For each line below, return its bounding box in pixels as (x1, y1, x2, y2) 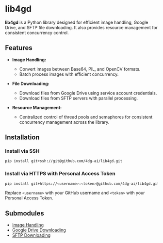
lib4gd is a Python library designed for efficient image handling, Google (5, 19, 148, 25)
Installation (5, 133, 40, 142)
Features (5, 44, 33, 52)
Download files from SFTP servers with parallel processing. (19, 95, 138, 101)
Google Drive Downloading (12, 227, 66, 233)
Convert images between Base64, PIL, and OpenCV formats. (19, 66, 141, 72)
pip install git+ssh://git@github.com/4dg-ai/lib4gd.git (5, 159, 123, 163)
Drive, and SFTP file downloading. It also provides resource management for (5, 24, 158, 30)
